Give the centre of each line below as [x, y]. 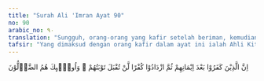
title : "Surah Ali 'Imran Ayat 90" [66, 15]
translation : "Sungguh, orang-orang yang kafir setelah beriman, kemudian [133, 37]
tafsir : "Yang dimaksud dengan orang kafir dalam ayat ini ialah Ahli [126, 45]
